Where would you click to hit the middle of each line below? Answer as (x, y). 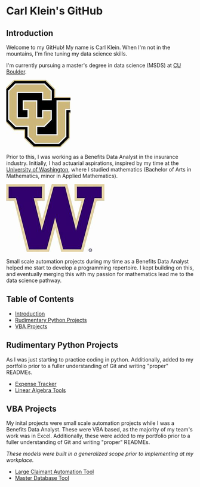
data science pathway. (34, 280)
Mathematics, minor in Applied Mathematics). (62, 176)
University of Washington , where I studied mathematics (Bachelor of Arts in (99, 169)
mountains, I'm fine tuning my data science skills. (67, 54)
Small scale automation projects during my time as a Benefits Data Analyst (98, 261)
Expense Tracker (36, 384)
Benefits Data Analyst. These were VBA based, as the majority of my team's (99, 430)
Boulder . (16, 72)
